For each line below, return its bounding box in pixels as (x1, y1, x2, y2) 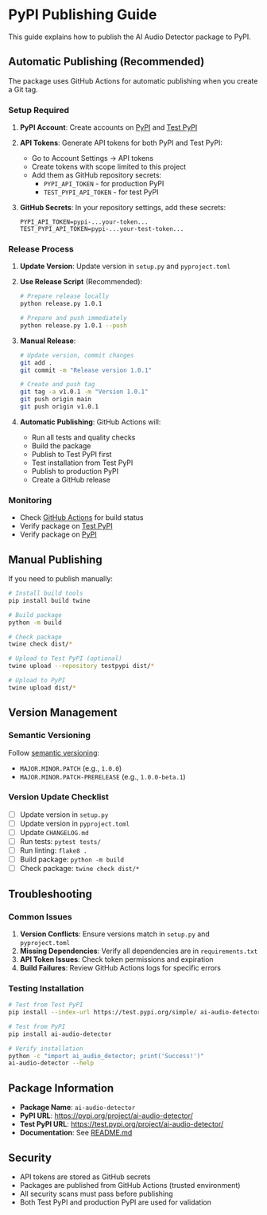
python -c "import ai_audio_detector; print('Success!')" (8, 1052, 204, 1060)
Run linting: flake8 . (19, 846, 87, 855)
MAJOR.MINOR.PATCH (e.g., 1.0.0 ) (19, 763, 122, 773)
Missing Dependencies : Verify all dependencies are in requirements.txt (19, 946, 258, 955)
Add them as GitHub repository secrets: (31, 170, 162, 180)
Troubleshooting (8, 887, 93, 901)
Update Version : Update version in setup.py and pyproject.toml (19, 261, 231, 272)
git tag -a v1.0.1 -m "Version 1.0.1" (19, 388, 149, 396)
